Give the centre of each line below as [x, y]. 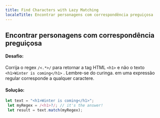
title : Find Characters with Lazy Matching [52, 10]
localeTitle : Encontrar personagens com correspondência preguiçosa [79, 15]
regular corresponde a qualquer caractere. [50, 78]
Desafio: [14, 56]
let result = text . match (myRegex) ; [45, 110]
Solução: [15, 90]
